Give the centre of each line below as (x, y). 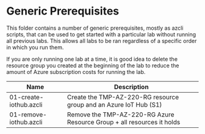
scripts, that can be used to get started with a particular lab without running (101, 34)
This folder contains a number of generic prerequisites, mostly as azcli (95, 28)
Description (131, 87)
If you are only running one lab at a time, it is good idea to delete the (92, 59)
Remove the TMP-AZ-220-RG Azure (121, 115)
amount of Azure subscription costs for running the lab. (76, 72)
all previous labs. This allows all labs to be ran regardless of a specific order (102, 41)
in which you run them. (35, 47)
